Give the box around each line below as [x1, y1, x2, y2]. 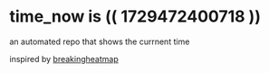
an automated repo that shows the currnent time [9, 36, 190, 47]
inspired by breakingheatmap [9, 53, 120, 64]
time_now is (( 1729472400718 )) [9, 6, 261, 27]
